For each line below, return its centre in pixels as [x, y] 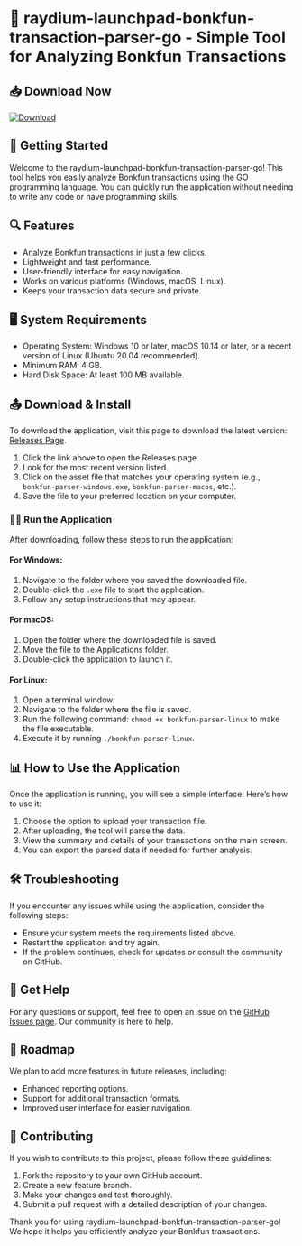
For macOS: [32, 620]
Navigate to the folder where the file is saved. [107, 710]
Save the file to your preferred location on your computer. [129, 497]
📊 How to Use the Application [95, 768]
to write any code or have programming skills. [94, 196]
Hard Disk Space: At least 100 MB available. [103, 375]
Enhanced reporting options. [75, 1089]
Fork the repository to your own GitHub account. [112, 1176]
